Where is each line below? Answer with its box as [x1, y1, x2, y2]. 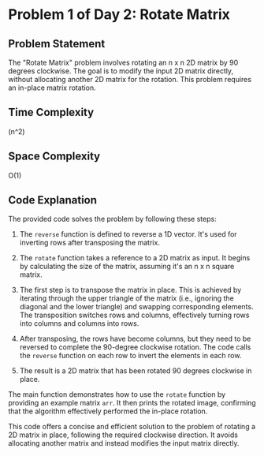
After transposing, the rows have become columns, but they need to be [19, 334, 251, 344]
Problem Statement [8, 37, 106, 50]
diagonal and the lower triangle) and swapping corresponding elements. [19, 302, 254, 312]
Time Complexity [8, 106, 95, 119]
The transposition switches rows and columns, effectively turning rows [19, 310, 250, 320]
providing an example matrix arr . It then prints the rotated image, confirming [8, 398, 256, 408]
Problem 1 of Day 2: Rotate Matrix [8, 6, 230, 24]
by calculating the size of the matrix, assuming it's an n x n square [19, 262, 235, 271]
